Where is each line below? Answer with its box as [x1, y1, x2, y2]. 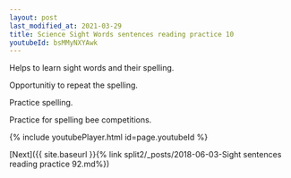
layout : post [9, 13, 58, 22]
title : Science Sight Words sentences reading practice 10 [9, 30, 235, 38]
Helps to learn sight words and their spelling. [9, 63, 175, 73]
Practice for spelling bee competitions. [9, 114, 152, 125]
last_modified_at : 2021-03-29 [9, 21, 123, 30]
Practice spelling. [9, 97, 73, 108]
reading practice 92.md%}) [9, 158, 110, 170]
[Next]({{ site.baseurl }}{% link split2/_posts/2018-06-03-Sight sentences [9, 149, 282, 160]
